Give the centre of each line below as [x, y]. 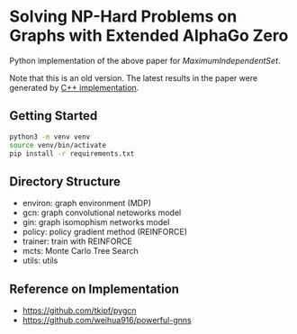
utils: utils [40, 261]
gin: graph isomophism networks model [96, 222]
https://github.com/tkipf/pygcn [79, 311]
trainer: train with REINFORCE [77, 241]
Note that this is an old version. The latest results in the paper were [134, 77]
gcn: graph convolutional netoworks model [102, 212]
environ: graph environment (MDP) [86, 203]
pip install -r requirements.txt [72, 153]
